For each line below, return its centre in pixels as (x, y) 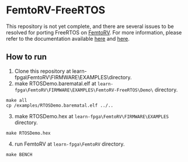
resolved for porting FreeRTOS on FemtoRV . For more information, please (94, 32)
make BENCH (19, 154)
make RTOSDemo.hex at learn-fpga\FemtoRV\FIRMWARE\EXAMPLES (92, 116)
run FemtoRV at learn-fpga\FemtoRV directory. (69, 144)
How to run (27, 57)
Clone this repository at (43, 71)
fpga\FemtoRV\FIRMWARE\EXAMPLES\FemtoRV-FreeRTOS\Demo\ (84, 90)
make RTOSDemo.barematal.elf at (55, 83)
